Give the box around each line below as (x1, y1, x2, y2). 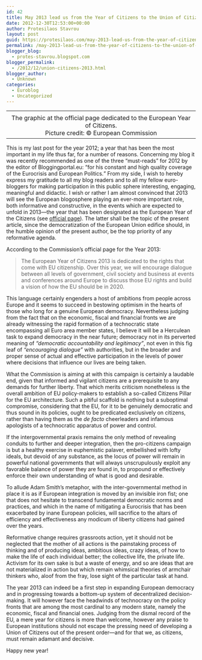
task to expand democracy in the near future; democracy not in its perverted (6, 333, 196, 340)
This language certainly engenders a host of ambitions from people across (6, 294, 191, 302)
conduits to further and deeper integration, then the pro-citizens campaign (6, 440, 191, 447)
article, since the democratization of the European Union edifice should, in (6, 221, 191, 228)
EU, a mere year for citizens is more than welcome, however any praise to (6, 616, 189, 623)
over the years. (6, 522, 44, 529)
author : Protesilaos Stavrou (6, 25, 79, 32)
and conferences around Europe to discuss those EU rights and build (20, 276, 192, 284)
